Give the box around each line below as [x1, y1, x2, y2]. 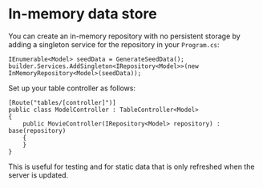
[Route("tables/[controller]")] [8, 98, 116, 106]
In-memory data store [8, 5, 158, 23]
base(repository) [8, 126, 67, 134]
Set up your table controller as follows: [8, 83, 136, 93]
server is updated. [8, 170, 69, 180]
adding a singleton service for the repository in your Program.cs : [8, 39, 220, 49]
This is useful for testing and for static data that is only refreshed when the [8, 162, 255, 171]
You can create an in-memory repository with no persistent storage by [8, 31, 241, 41]
